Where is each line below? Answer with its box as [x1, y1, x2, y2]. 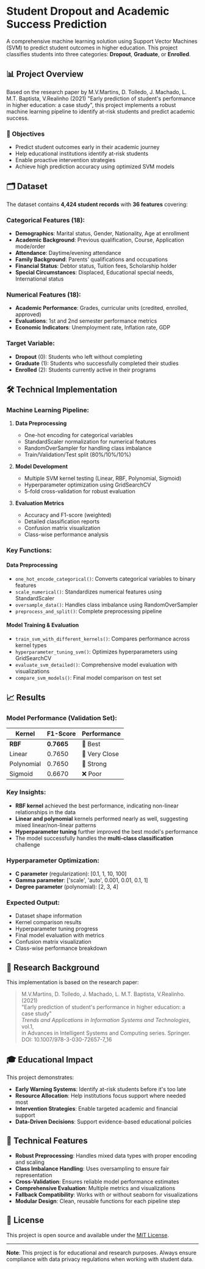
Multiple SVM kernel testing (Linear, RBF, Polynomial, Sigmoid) [24, 475, 182, 482]
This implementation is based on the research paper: [6, 979, 139, 986]
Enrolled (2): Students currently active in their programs [15, 366, 157, 373]
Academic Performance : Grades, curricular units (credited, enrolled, [15, 304, 189, 312]
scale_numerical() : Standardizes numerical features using [15, 588, 162, 595]
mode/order [15, 243, 46, 250]
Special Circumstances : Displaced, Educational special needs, [15, 269, 174, 276]
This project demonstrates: [6, 1073, 74, 1081]
